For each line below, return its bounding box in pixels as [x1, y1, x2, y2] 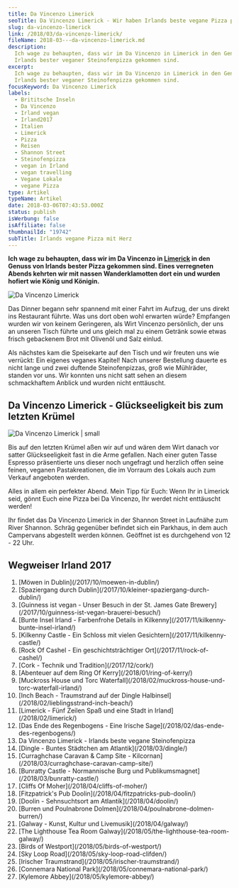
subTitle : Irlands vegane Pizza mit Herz [8, 235, 133, 242]
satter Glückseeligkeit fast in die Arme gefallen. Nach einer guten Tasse [8, 450, 217, 459]
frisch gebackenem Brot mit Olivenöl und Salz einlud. [8, 335, 163, 343]
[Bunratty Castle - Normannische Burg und [18, 767, 144, 775]
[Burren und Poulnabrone [18, 804, 93, 813]
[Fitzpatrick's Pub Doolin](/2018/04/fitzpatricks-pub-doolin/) [18, 789, 196, 798]
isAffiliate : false [8, 222, 66, 229]
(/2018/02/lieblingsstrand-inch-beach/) [18, 699, 133, 707]
